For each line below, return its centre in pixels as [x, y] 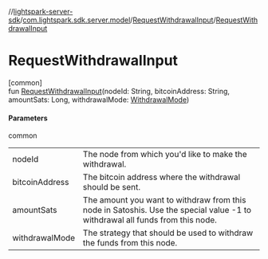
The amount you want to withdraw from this [164, 200]
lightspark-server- [43, 12]
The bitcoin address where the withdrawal [162, 177]
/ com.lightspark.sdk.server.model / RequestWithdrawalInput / [118, 20]
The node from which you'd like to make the [165, 155]
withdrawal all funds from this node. [150, 220]
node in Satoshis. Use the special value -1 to [167, 210]
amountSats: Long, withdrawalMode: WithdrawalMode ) [99, 100]
